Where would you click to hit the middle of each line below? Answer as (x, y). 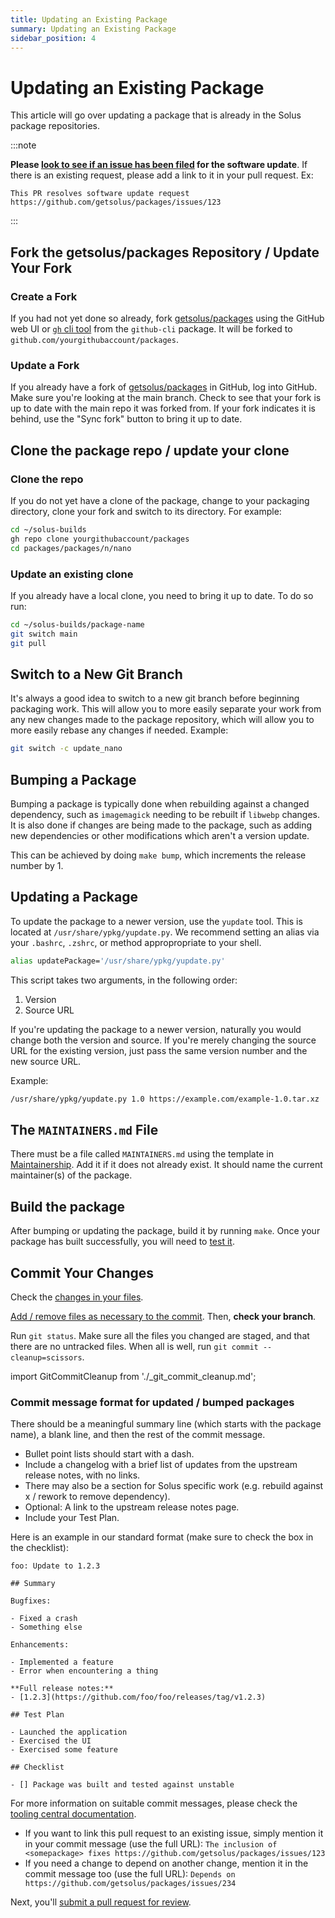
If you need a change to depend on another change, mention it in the (166, 1863)
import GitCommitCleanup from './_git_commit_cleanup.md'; (133, 1377)
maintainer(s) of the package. (71, 1175)
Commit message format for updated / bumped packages (152, 1402)
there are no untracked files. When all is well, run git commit (134, 1347)
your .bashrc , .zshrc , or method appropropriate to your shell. (136, 942)
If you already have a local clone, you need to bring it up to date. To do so (162, 595)
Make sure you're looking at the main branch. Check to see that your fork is (166, 398)
